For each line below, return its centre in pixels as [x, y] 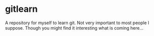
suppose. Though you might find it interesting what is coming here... [74, 28]
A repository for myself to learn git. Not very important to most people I [77, 23]
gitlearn [21, 9]
